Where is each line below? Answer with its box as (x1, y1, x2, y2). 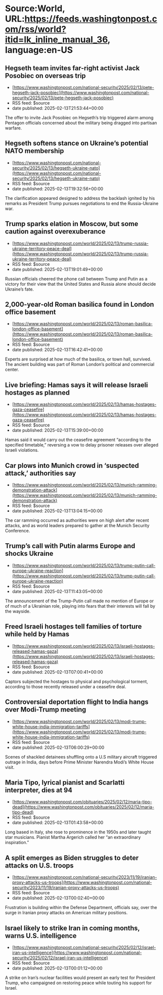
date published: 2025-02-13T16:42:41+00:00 (12, 347, 103, 353)
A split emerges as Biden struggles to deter (5, 853, 139, 862)
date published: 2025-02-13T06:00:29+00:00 (12, 744, 105, 750)
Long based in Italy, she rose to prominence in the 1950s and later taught (5, 829, 151, 835)
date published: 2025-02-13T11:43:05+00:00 (12, 588, 103, 594)
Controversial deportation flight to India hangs (5, 698, 148, 706)
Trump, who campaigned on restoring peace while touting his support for (5, 980, 152, 986)
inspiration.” (5, 840, 29, 846)
